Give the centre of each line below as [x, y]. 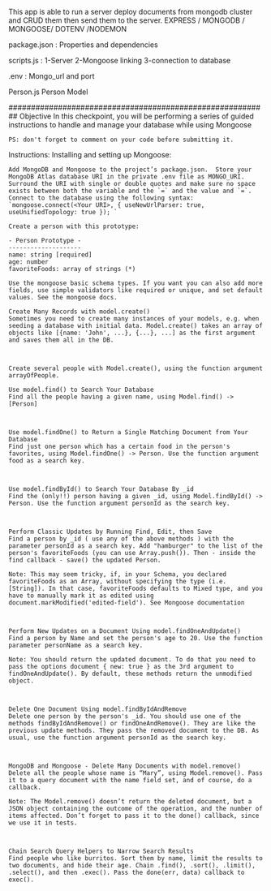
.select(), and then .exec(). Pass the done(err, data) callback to [127, 872]
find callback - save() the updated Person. [85, 560]
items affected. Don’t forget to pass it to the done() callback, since [134, 816]
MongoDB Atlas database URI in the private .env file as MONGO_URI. [127, 177]
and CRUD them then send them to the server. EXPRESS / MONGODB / [127, 20]
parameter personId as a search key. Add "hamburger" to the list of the [136, 546]
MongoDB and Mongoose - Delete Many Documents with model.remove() [125, 766]
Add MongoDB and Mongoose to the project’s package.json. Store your [130, 170]
